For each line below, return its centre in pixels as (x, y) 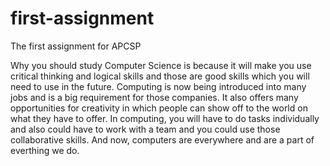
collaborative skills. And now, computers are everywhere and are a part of (162, 139)
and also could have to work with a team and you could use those (145, 129)
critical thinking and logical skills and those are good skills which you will (160, 76)
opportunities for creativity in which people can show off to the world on (159, 108)
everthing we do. (45, 150)
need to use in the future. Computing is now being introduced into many (158, 86)
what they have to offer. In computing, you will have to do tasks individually (165, 118)
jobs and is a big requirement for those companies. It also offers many (154, 97)
